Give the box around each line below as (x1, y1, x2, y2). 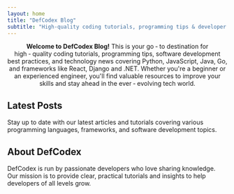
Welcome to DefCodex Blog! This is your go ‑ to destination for (26, 43, 209, 51)
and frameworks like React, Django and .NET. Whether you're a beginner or (9, 64, 226, 73)
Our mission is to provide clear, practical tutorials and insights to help (7, 172, 206, 180)
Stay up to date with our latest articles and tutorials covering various (7, 118, 204, 126)
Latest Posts (7, 99, 63, 112)
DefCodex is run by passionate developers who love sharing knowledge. (7, 165, 216, 172)
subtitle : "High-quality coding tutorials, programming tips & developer (7, 23, 227, 30)
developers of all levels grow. (7, 179, 92, 187)
